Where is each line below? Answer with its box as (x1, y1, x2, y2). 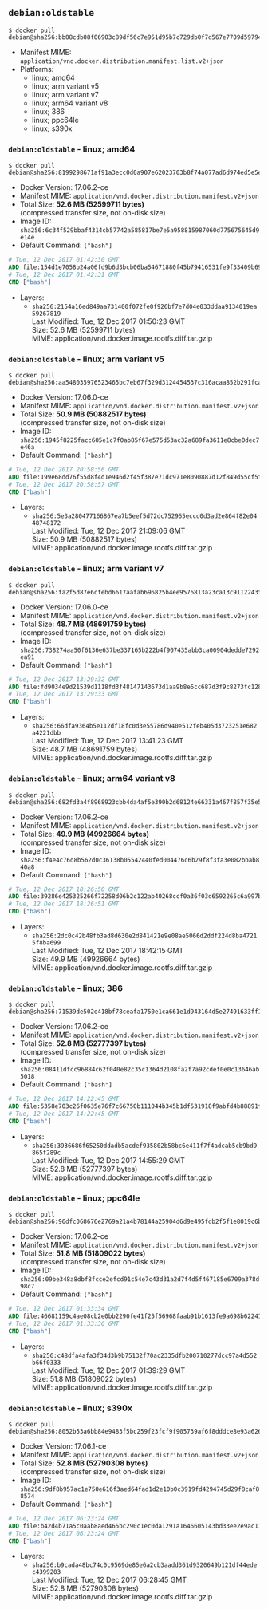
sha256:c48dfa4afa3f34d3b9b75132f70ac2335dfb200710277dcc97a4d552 (31, 1351, 258, 1359)
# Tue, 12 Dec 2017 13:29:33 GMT (8, 690, 120, 698)
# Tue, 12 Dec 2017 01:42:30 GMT (8, 256, 120, 264)
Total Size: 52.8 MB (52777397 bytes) (19, 1039, 147, 1048)
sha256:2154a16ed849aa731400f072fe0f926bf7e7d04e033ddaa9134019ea (31, 302, 258, 310)
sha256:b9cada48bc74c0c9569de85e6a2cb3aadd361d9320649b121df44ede (31, 1561, 258, 1569)
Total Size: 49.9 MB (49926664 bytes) (19, 829, 150, 838)
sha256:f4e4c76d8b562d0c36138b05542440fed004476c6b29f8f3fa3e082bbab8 (19, 856, 260, 864)
